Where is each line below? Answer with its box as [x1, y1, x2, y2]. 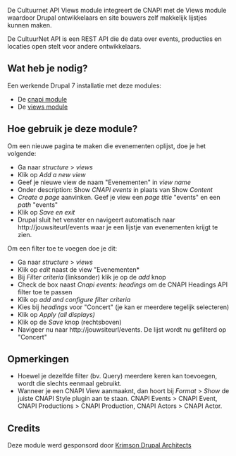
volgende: [7, 149, 37, 157]
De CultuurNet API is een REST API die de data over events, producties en [7, 35, 222, 43]
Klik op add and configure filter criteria [17, 295, 131, 304]
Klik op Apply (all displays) [17, 310, 95, 318]
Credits [7, 422, 41, 434]
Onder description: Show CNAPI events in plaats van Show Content [17, 185, 213, 193]
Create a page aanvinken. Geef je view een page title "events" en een [17, 193, 221, 201]
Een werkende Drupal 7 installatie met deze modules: [7, 81, 162, 90]
